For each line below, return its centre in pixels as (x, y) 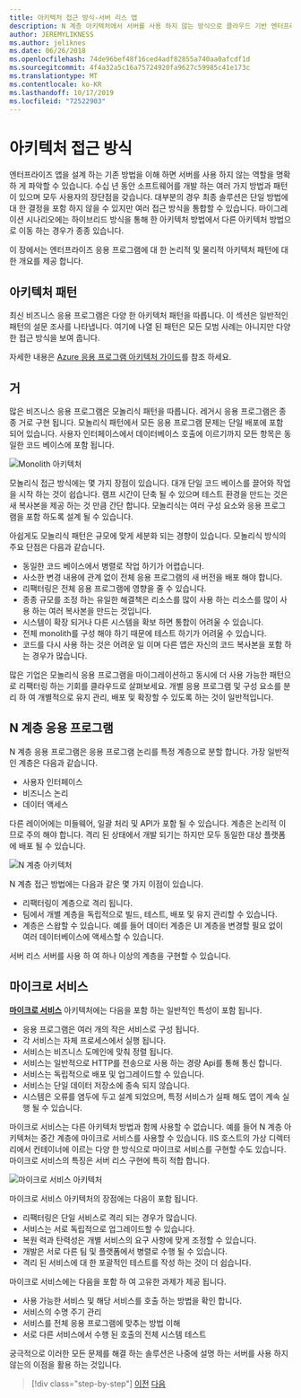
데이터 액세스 (45, 804)
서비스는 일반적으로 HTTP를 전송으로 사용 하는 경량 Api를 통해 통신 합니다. (152, 1062)
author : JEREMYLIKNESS (52, 34)
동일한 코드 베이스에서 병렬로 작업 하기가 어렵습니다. (113, 565)
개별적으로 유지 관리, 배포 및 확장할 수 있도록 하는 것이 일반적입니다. (155, 697)
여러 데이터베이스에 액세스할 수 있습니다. (93, 936)
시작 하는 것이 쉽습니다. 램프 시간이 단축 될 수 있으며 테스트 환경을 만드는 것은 (153, 494)
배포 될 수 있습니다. (52, 845)
